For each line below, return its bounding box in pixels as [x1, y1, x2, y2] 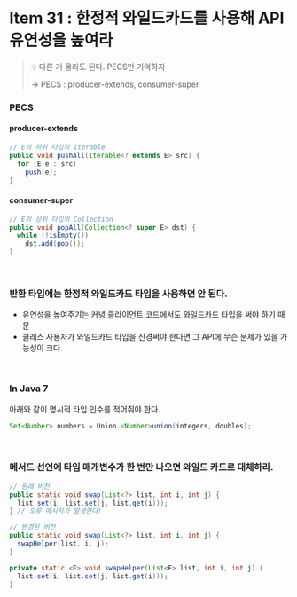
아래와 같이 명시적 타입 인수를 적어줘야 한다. [9, 404, 161, 414]
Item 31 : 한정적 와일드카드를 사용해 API [9, 8, 285, 28]
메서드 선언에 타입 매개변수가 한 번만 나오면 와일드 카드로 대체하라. [9, 461, 274, 474]
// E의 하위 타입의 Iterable [9, 143, 106, 152]
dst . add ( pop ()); [25, 240, 86, 248]
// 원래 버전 [9, 482, 51, 491]
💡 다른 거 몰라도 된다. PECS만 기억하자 [30, 61, 166, 72]
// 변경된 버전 [9, 522, 56, 532]
